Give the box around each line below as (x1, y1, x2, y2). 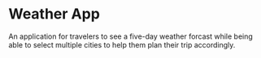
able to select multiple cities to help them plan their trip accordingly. (8, 39, 236, 49)
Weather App (8, 5, 100, 23)
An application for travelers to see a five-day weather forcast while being (8, 31, 254, 41)
